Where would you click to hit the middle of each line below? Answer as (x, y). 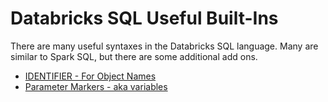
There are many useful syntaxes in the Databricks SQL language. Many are (164, 46)
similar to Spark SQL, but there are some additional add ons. (134, 56)
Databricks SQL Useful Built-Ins (144, 18)
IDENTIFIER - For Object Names (90, 76)
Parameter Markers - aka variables (96, 86)
